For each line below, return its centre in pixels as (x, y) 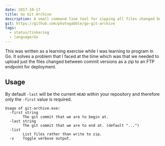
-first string (24, 113)
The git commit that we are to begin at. (66, 117)
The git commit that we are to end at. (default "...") (81, 125)
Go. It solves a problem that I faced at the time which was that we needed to (82, 56)
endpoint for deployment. (31, 66)
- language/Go (24, 37)
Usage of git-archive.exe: (33, 108)
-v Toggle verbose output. (40, 138)
